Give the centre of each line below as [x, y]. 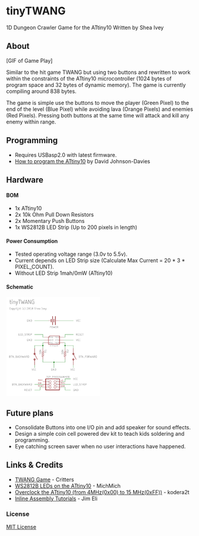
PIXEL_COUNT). [34, 267]
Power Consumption [32, 241]
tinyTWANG [36, 11]
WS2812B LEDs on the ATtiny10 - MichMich [67, 486]
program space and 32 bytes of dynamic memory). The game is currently [96, 85]
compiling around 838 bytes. [41, 91]
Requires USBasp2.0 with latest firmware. [66, 155]
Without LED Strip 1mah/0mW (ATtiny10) [64, 273]
